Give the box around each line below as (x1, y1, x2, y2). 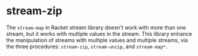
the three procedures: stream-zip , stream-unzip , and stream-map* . (6, 43, 168, 50)
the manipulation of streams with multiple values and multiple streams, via (6, 36, 188, 43)
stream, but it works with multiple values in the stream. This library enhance (6, 30, 193, 37)
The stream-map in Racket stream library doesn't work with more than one (6, 24, 186, 31)
